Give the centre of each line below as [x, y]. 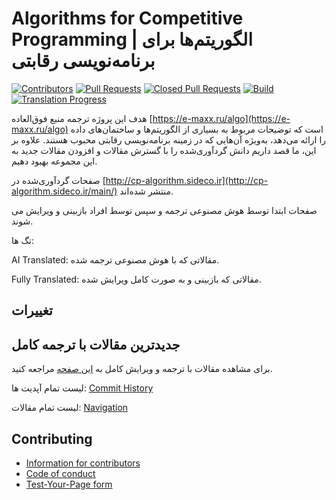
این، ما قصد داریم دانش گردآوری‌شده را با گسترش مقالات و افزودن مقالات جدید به [164, 150]
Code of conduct [60, 473]
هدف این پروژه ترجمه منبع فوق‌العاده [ [82, 118]
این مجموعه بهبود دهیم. [54, 161]
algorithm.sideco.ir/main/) [64, 191]
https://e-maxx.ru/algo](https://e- [221, 118]
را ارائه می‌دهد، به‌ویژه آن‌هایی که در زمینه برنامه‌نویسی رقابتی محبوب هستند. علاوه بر [169, 139]
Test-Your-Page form [69, 484]
